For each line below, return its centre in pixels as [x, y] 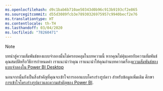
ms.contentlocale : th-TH [31, 23]
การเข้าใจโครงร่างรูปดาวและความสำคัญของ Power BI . [49, 82]
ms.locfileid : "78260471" [32, 32]
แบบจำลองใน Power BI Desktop [34, 67]
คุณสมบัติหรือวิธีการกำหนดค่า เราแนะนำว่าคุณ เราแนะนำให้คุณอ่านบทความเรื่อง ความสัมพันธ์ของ [82, 61]
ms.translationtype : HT [30, 19]
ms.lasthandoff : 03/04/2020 [34, 28]
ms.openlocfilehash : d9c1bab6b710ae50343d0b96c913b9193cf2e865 [71, 10]
